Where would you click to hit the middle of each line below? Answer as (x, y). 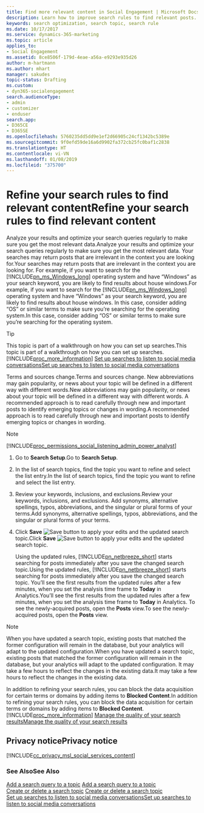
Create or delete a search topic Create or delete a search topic (84, 791)
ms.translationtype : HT (36, 148)
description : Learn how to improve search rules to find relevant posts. (102, 18)
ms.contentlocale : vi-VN (38, 154)
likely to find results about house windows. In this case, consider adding (97, 303)
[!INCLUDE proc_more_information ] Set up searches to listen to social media (101, 359)
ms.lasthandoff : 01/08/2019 (42, 159)
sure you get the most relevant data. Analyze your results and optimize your (100, 244)
